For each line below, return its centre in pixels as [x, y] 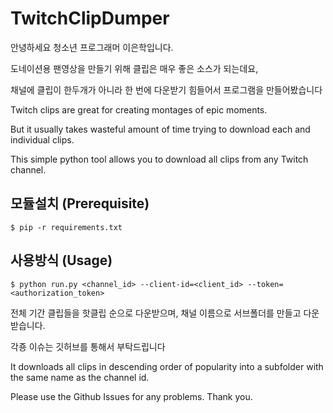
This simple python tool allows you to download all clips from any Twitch [159, 159]
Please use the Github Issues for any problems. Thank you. [131, 396]
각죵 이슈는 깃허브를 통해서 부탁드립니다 [88, 346]
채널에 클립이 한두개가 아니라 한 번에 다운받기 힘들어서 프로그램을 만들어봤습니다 [166, 89]
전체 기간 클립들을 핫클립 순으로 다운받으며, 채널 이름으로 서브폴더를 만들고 [156, 313]
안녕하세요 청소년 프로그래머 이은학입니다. [92, 47]
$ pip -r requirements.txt [66, 227]
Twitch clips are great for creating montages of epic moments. [139, 109]
